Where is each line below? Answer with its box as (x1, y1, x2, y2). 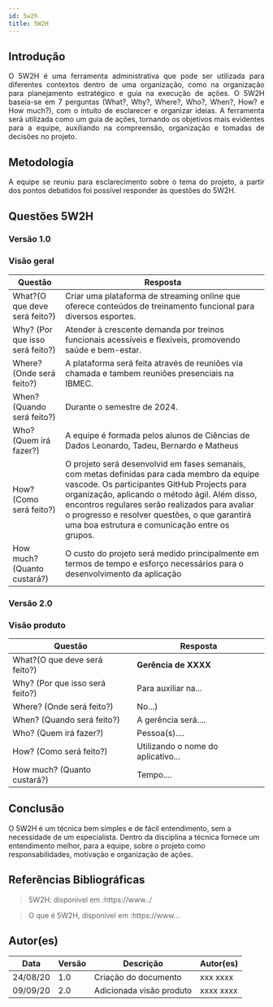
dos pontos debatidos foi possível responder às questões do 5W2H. (8, 186, 236, 195)
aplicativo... (136, 751, 180, 762)
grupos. (64, 529, 95, 541)
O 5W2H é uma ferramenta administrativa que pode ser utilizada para (8, 71, 265, 81)
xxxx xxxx (199, 985, 238, 996)
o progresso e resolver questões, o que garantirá (64, 509, 252, 520)
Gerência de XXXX (136, 659, 211, 670)
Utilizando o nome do (136, 740, 219, 751)
